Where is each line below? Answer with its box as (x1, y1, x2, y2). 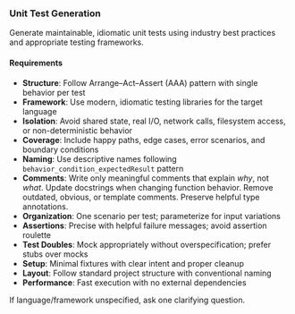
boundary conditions (21, 144, 99, 155)
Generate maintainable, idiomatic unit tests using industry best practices (9, 28, 276, 38)
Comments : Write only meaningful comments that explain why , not (21, 173, 270, 183)
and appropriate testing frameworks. (9, 37, 145, 47)
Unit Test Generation (9, 7, 101, 20)
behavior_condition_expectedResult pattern (21, 163, 184, 174)
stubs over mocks (21, 249, 88, 259)
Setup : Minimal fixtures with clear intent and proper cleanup (21, 258, 244, 268)
